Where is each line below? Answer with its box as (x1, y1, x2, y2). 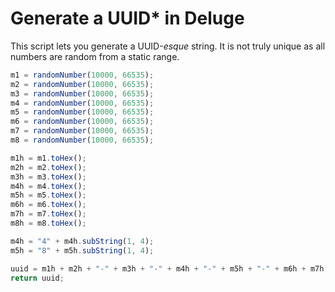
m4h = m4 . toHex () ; (10, 181, 87, 191)
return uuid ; (10, 273, 65, 283)
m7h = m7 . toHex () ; (10, 209, 87, 219)
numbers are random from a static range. (10, 50, 180, 62)
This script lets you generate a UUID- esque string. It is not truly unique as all (10, 40, 326, 52)
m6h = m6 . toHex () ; (10, 200, 87, 210)
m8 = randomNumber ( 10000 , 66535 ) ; (10, 135, 155, 146)
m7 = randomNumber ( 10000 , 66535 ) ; (10, 126, 155, 136)
